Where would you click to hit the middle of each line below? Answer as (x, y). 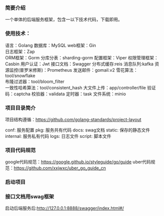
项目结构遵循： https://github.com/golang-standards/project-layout (73, 119)
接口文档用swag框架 (30, 197)
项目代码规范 (21, 150)
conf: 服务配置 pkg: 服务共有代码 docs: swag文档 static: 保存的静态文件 (78, 130)
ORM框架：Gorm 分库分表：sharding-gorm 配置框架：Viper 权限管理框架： (82, 57)
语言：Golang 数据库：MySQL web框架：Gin (51, 45)
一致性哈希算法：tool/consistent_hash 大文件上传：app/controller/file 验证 (81, 87)
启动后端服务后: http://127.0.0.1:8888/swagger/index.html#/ (65, 208)
